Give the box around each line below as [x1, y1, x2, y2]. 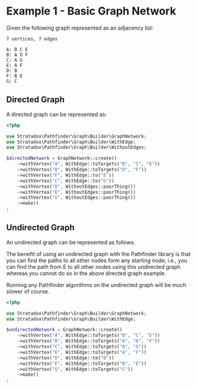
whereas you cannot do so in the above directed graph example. [6, 269, 167, 277]
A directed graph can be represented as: [6, 111, 107, 118]
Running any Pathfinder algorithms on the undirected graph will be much [6, 281, 187, 288]
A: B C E [6, 47, 28, 53]
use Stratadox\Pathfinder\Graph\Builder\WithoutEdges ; [6, 144, 147, 150]
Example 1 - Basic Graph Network [6, 4, 177, 18]
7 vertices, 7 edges [6, 36, 58, 42]
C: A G [6, 57, 23, 63]
